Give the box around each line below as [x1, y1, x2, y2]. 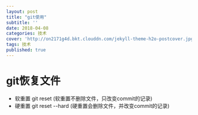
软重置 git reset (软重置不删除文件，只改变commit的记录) [14, 95, 153, 102]
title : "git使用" [6, 14, 47, 20]
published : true [6, 47, 46, 53]
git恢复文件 [6, 74, 61, 87]
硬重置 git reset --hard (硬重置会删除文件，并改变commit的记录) [14, 102, 170, 109]
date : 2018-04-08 [6, 25, 49, 31]
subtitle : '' [6, 19, 38, 25]
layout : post [6, 8, 38, 15]
